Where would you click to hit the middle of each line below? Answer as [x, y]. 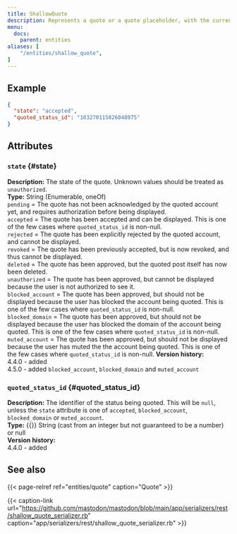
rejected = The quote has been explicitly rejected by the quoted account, [114, 234]
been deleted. [28, 272]
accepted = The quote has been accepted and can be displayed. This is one [117, 219]
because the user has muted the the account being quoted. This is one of [114, 346]
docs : [22, 34]
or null [17, 433]
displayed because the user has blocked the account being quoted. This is [115, 301]
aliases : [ [23, 47]
